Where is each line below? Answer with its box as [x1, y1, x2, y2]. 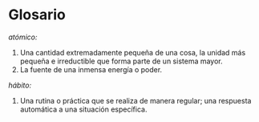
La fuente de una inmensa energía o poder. [19, 64, 163, 74]
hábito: [8, 80, 32, 90]
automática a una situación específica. [19, 104, 148, 114]
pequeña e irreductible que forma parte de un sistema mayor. [19, 56, 223, 66]
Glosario [8, 6, 66, 24]
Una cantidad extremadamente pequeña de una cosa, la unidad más [19, 47, 246, 57]
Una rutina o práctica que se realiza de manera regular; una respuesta [19, 96, 252, 105]
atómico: [8, 32, 38, 42]
